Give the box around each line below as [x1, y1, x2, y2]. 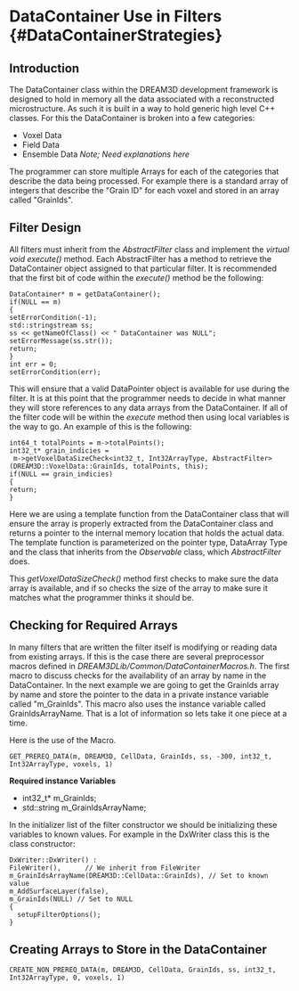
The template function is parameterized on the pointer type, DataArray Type [9, 536, 287, 547]
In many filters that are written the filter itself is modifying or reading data [9, 642, 278, 652]
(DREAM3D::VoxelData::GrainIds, [9, 462, 129, 471]
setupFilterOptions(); [17, 910, 101, 919]
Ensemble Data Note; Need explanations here [21, 149, 190, 160]
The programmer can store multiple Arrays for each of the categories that [9, 167, 279, 176]
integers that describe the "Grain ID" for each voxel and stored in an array [9, 185, 280, 195]
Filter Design [9, 220, 82, 235]
